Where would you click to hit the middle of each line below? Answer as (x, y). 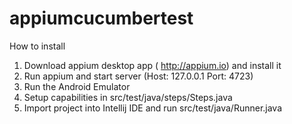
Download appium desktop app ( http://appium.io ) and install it (152, 65)
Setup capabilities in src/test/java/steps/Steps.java (128, 97)
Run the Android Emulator (77, 86)
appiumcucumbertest (101, 18)
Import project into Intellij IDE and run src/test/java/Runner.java (153, 108)
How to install (37, 46)
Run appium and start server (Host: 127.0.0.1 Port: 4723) (138, 76)
